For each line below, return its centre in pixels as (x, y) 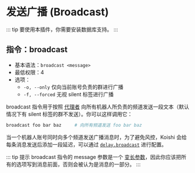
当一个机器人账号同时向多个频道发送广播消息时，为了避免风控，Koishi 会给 (96, 137)
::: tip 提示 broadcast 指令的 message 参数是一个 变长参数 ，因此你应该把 (94, 157)
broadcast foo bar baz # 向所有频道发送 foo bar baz (74, 125)
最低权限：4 (29, 72)
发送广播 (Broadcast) (58, 12)
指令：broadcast (37, 50)
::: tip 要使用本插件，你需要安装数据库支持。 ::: (62, 29)
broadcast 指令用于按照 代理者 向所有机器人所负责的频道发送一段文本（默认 (98, 107)
